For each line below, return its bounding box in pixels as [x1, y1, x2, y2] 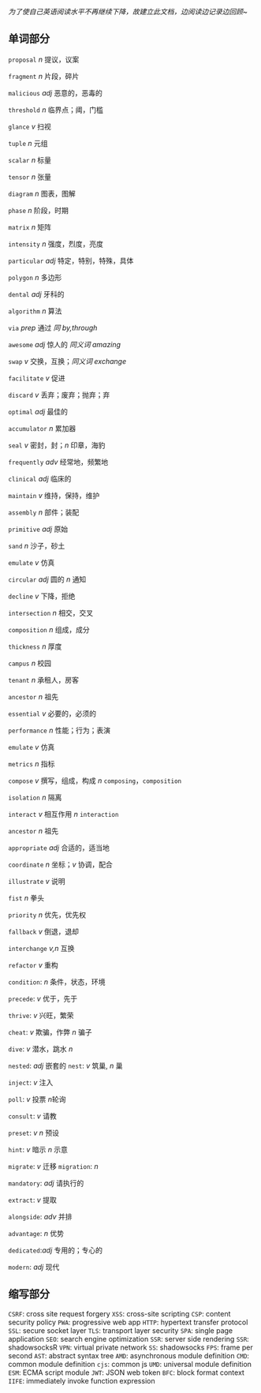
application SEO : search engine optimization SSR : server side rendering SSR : [8, 1334, 250, 1343]
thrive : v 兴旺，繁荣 [8, 1010, 74, 1020]
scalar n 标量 [8, 155, 52, 164]
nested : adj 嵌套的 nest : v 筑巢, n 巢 [8, 1061, 124, 1070]
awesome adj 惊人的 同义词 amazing [8, 339, 121, 349]
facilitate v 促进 [8, 373, 65, 383]
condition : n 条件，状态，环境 [8, 977, 106, 987]
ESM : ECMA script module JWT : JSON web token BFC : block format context [8, 1368, 244, 1377]
